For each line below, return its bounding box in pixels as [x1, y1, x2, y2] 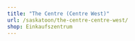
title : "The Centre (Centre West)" [7, 10, 110, 17]
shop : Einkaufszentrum [7, 23, 73, 30]
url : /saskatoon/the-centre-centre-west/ [7, 17, 129, 24]
